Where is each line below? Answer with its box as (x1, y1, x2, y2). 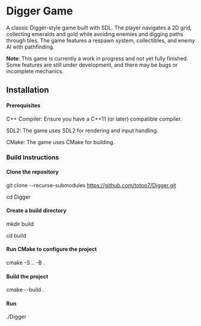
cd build (6, 232, 26, 239)
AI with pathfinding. (6, 43, 55, 50)
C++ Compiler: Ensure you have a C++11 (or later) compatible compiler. (6, 115, 182, 122)
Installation (6, 85, 49, 95)
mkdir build (6, 220, 34, 228)
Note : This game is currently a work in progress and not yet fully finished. (6, 55, 188, 62)
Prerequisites (6, 101, 41, 109)
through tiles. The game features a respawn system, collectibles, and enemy (6, 37, 195, 44)
